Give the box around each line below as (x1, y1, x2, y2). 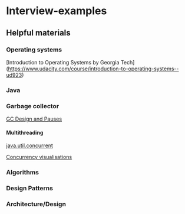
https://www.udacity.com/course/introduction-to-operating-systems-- (8, 65, 179, 72)
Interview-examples (6, 4, 107, 18)
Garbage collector (6, 102, 60, 110)
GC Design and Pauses (6, 115, 62, 122)
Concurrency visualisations (6, 154, 72, 161)
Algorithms (6, 168, 39, 177)
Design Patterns (6, 184, 53, 193)
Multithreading (6, 129, 44, 136)
